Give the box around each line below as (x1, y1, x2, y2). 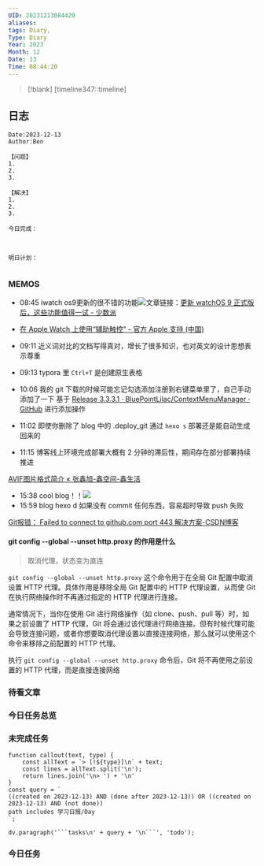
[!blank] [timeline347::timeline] (27, 84, 127, 94)
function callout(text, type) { (8, 752, 114, 760)
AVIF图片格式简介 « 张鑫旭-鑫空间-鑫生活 (8, 474, 141, 483)
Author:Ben (8, 137, 44, 146)
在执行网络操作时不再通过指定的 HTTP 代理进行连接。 (8, 593, 182, 602)
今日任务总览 (8, 710, 57, 721)
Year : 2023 (8, 41, 44, 49)
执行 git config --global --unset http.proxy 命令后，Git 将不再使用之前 (8, 656, 247, 665)
